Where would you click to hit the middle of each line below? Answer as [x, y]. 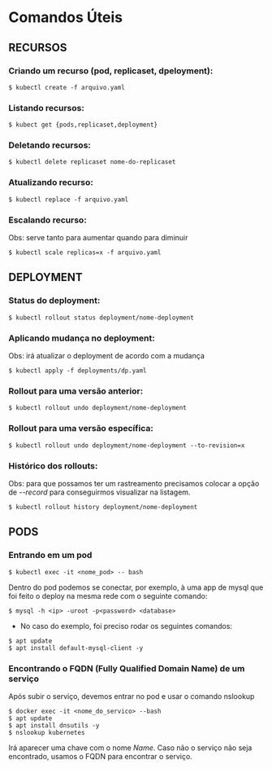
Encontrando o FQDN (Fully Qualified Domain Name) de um [127, 668]
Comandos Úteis [66, 18]
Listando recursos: [47, 108]
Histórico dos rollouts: [53, 466]
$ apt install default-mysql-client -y [76, 648]
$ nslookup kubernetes [47, 732]
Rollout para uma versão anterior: [76, 391]
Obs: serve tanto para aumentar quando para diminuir [98, 238]
